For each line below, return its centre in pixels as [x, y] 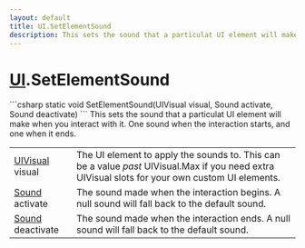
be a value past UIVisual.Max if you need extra [175, 166]
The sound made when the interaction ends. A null [183, 219]
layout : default [40, 18]
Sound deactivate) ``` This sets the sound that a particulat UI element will [145, 114]
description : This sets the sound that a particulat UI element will [144, 35]
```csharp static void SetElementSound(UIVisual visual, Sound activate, [142, 104]
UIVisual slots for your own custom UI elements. [178, 178]
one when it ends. [43, 134]
